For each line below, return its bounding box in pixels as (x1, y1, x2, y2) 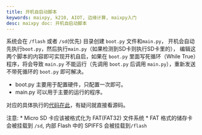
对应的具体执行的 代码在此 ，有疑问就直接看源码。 (6, 102, 129, 109)
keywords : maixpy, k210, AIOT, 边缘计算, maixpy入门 (6, 15, 137, 21)
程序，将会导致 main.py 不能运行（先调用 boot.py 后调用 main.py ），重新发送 (6, 60, 196, 67)
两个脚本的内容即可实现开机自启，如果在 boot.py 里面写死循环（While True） (6, 53, 196, 60)
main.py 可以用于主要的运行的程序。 (15, 89, 106, 96)
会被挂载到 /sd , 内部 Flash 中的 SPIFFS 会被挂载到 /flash (6, 122, 147, 130)
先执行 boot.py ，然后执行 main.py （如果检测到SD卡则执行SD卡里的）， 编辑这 (6, 45, 196, 52)
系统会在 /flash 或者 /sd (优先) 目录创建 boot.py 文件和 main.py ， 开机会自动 (6, 38, 195, 45)
